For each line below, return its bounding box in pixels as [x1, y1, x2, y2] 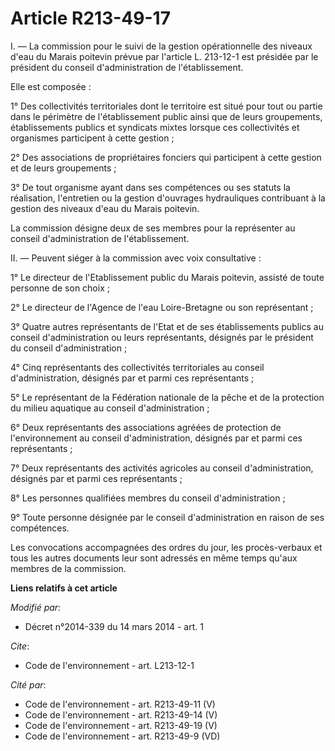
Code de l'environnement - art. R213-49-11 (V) [24, 698, 216, 710]
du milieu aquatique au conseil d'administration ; [10, 402, 210, 414]
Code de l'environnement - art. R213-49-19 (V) [24, 719, 218, 731]
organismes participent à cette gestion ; [10, 132, 175, 144]
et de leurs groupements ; [10, 162, 117, 174]
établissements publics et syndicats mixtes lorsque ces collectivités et [10, 121, 300, 133]
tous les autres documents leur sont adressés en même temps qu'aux [10, 552, 298, 564]
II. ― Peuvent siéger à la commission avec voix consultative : [10, 252, 262, 264]
